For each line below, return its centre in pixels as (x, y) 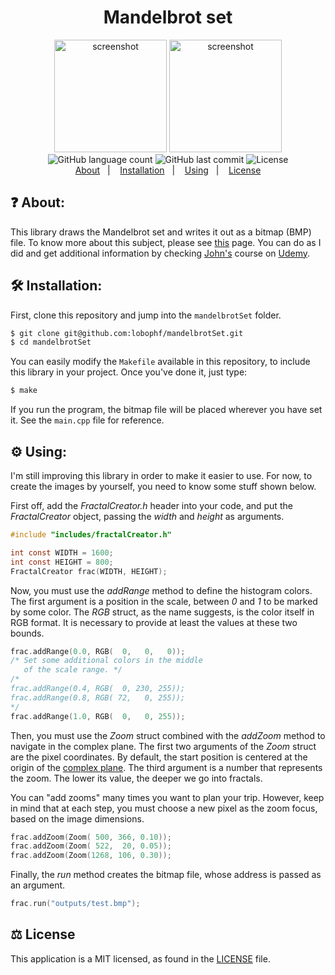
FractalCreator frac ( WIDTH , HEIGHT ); (89, 571)
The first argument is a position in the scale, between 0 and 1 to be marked (164, 601)
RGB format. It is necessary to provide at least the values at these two (154, 622)
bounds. (27, 633)
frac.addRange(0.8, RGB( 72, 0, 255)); (98, 697)
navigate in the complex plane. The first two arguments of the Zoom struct (163, 746)
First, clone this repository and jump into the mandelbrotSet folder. (146, 315)
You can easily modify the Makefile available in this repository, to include (160, 362)
